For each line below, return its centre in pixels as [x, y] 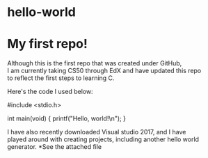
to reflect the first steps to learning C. [61, 78]
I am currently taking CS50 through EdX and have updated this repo [104, 71]
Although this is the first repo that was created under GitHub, [95, 63]
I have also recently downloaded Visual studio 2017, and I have [97, 132]
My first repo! [48, 44]
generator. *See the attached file [55, 147]
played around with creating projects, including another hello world [103, 139]
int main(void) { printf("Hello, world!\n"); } [67, 118]
